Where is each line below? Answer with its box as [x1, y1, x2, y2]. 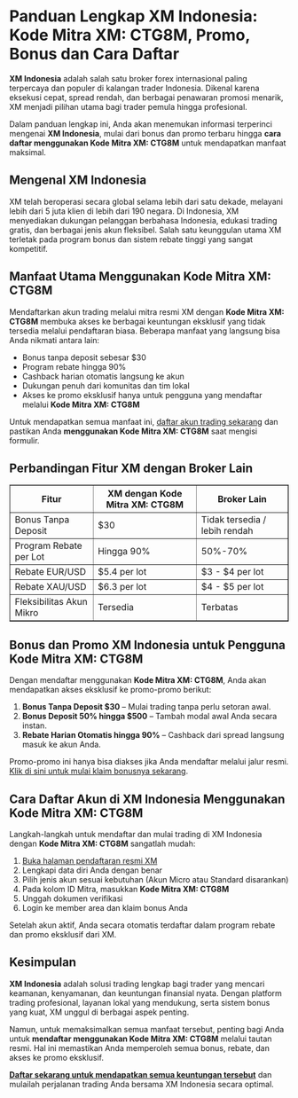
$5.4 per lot [97, 566, 147, 578]
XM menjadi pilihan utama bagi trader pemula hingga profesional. [9, 101, 248, 112]
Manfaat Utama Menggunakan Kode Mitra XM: [9, 269, 272, 285]
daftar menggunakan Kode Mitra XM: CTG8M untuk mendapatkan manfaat [9, 137, 286, 148]
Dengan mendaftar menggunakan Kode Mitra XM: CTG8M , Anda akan [9, 675, 267, 686]
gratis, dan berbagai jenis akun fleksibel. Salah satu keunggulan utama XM [9, 224, 282, 235]
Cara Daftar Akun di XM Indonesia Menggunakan [9, 791, 286, 806]
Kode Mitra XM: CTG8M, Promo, [9, 25, 250, 45]
